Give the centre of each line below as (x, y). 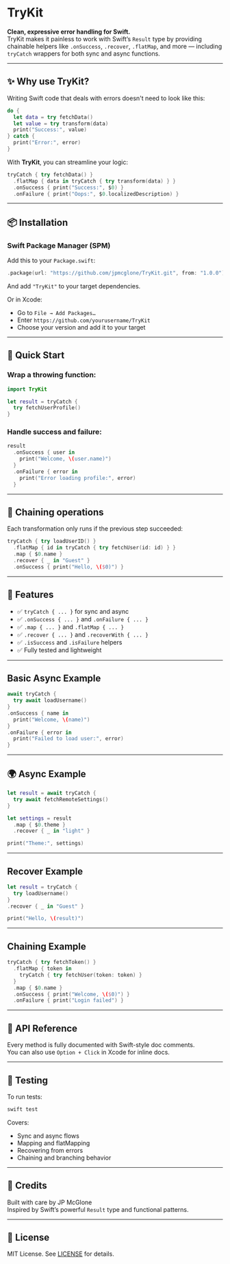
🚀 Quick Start (36, 355)
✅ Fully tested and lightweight (59, 650)
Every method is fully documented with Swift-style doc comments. (101, 1045)
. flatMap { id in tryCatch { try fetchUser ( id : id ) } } (94, 548)
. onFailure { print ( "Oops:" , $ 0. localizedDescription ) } (96, 194)
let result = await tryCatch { (52, 793)
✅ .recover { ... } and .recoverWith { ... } (82, 634)
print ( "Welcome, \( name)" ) (52, 720)
